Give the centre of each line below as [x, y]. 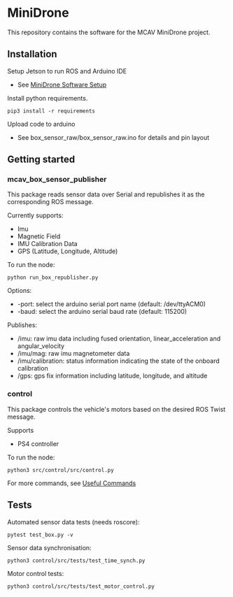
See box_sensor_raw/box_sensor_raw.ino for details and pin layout [113, 137]
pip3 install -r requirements [51, 111]
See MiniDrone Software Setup [62, 85]
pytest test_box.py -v [40, 535]
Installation [32, 54]
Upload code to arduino [41, 124]
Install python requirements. [48, 98]
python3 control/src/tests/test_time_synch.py [76, 561]
